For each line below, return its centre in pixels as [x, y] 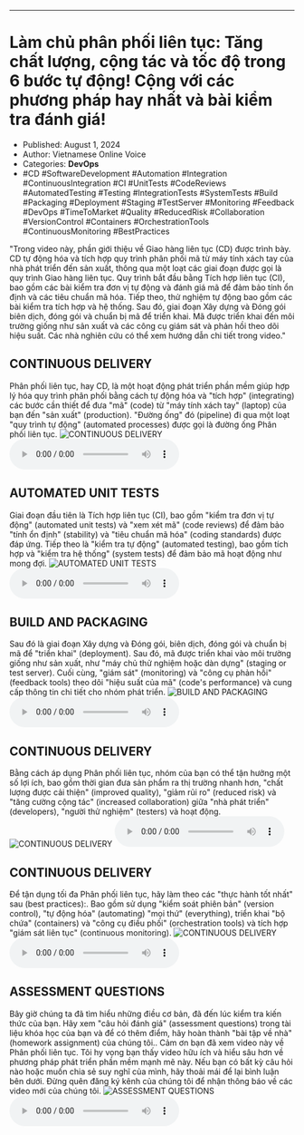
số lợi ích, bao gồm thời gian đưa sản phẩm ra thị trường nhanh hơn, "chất [146, 783]
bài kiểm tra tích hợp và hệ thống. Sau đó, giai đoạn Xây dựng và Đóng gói [148, 306]
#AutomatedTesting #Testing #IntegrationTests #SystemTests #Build [150, 192]
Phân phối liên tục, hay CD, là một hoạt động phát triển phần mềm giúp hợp [150, 385]
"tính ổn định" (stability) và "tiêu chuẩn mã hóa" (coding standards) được [146, 534]
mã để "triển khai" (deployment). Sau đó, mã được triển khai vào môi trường [150, 654]
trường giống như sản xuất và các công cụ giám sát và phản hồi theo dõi [144, 325]
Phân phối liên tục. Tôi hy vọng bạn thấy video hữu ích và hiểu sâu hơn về [147, 1052]
